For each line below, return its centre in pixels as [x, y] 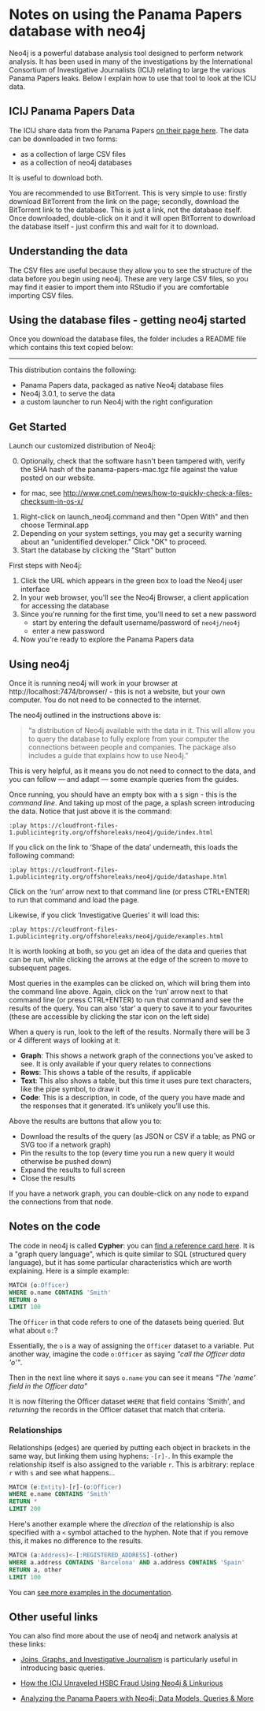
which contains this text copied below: [71, 348]
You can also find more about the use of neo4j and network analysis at [123, 1636]
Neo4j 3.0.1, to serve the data [68, 394]
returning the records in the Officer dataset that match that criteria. [117, 1410]
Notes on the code [55, 1227]
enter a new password [68, 631]
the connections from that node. [61, 1202]
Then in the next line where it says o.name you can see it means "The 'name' [132, 1378]
